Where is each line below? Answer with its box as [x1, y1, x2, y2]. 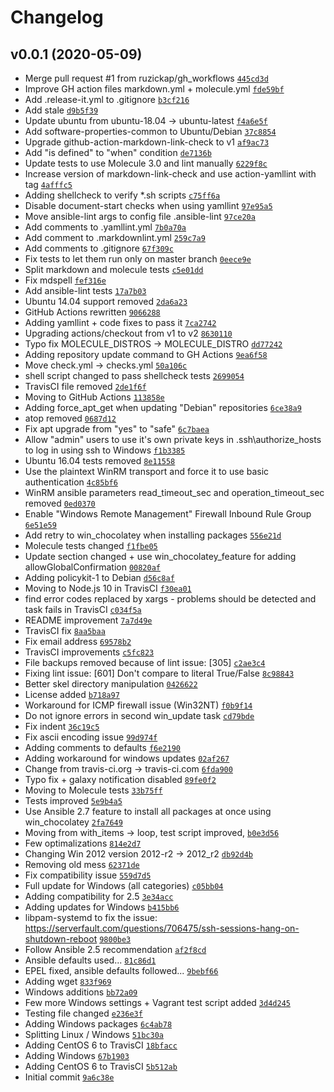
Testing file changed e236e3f [24, 1007, 143, 1019]
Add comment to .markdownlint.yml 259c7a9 [24, 232, 206, 243]
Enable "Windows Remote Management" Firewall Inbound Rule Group [24, 508, 312, 520]
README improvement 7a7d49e [24, 614, 153, 626]
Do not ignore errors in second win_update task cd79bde [24, 710, 255, 721]
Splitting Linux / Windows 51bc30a [24, 1029, 164, 1040]
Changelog [10, 6, 104, 29]
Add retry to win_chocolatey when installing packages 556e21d [24, 529, 282, 541]
